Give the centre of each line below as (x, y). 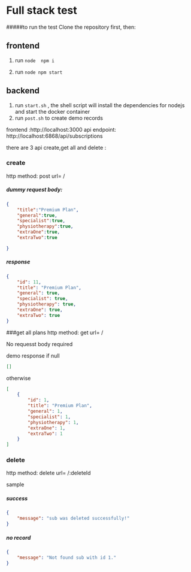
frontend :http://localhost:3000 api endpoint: (61, 129)
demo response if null (33, 355)
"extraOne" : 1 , (47, 428)
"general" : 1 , (45, 411)
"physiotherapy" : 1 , (53, 422)
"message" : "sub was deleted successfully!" (73, 519)
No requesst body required (40, 344)
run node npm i (35, 60)
